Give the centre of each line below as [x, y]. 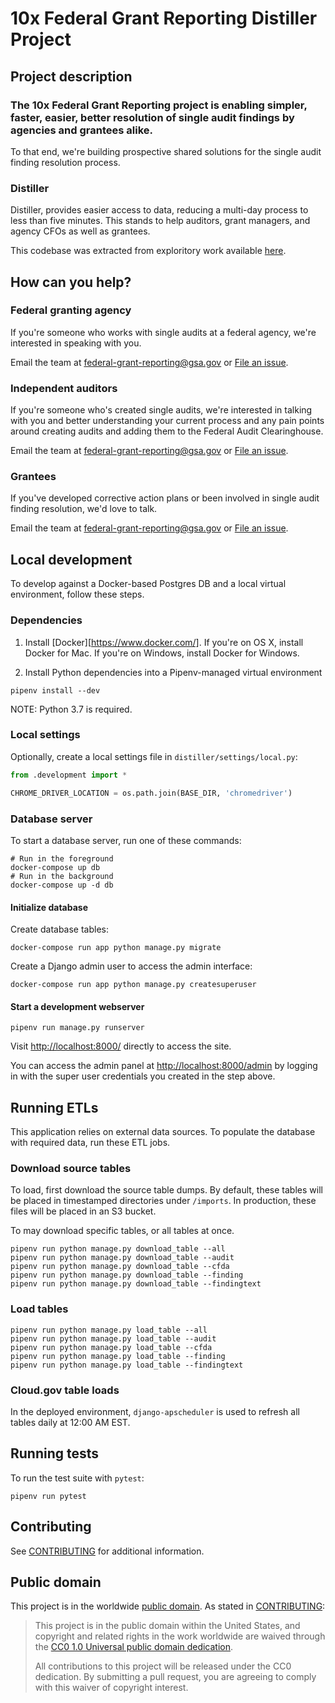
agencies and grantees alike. [81, 130]
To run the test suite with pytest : [77, 1478]
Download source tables [71, 1169]
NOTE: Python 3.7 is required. [71, 709]
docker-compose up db [55, 867]
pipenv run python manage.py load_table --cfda [111, 1347]
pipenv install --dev [55, 690]
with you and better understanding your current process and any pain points [167, 421]
